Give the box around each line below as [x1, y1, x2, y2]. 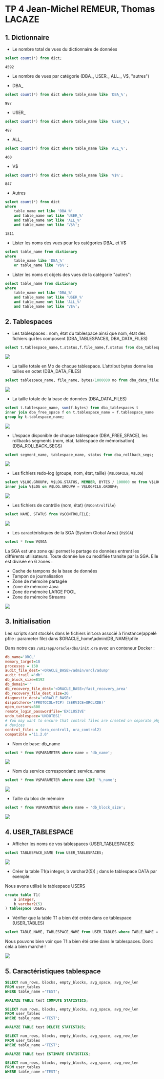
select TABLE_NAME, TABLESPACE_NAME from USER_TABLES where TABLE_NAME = [5, 930, 159, 935]
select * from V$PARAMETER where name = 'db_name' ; [5, 750, 112, 755]
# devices [5, 723, 25, 728]
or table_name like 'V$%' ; [14, 263, 69, 268]
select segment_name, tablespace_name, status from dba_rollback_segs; [5, 452, 154, 457]
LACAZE [5, 14, 40, 25]
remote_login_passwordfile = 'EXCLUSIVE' [5, 709, 86, 714]
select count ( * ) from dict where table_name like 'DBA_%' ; [5, 92, 128, 97]
